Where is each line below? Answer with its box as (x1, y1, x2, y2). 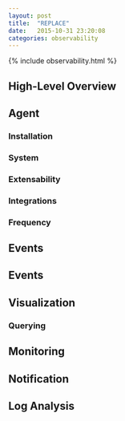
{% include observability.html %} (8, 56, 118, 66)
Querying (8, 320, 46, 331)
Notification (8, 372, 70, 386)
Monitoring (8, 345, 66, 358)
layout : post (8, 11, 52, 20)
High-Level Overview (8, 79, 117, 93)
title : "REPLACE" (8, 19, 70, 27)
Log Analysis (8, 399, 75, 413)
